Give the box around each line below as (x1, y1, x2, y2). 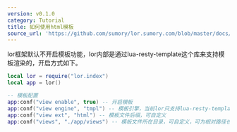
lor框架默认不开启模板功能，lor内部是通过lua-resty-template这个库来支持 (7, 50, 219, 58)
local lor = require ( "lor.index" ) (7, 73, 109, 80)
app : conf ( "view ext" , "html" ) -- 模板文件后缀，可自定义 (7, 112, 166, 119)
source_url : (7, 29, 42, 37)
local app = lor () (7, 79, 61, 86)
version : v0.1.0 (7, 10, 55, 18)
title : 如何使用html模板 (7, 23, 74, 30)
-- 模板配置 (7, 92, 39, 99)
